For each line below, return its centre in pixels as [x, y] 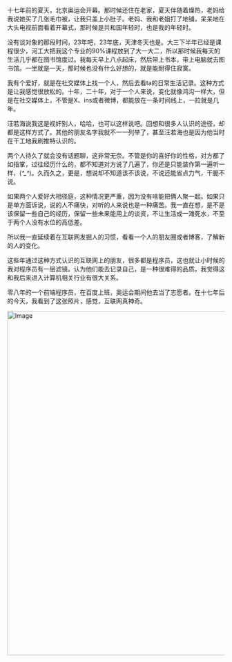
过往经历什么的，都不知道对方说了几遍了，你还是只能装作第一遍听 [125, 164]
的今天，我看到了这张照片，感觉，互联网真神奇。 [77, 301]
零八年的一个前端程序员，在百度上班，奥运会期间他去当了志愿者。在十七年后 [116, 292]
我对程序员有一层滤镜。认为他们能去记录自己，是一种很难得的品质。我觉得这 [116, 269]
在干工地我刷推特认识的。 [43, 141]
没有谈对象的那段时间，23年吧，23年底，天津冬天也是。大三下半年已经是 [112, 42]
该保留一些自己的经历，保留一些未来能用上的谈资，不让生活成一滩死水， [110, 214]
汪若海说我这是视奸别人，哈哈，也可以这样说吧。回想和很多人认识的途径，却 [116, 124]
